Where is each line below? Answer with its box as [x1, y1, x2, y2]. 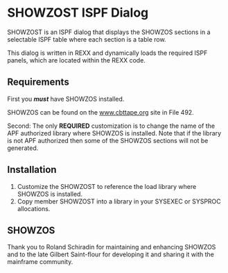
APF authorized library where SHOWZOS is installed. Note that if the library [7, 129, 222, 137]
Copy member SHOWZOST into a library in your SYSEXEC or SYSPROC [17, 197, 222, 206]
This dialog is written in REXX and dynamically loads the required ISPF [7, 49, 208, 57]
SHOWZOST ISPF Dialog [7, 5, 149, 21]
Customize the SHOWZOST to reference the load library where [17, 182, 197, 190]
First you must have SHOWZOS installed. [7, 94, 125, 103]
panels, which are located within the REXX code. [7, 56, 146, 64]
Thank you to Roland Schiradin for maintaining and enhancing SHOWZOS [7, 243, 216, 251]
